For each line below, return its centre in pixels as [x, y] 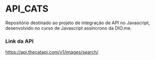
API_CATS [27, 9]
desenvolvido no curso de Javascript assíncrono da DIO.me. [69, 28]
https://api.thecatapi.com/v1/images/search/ [52, 52]
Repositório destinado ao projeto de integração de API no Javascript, [78, 23]
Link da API [20, 41]
